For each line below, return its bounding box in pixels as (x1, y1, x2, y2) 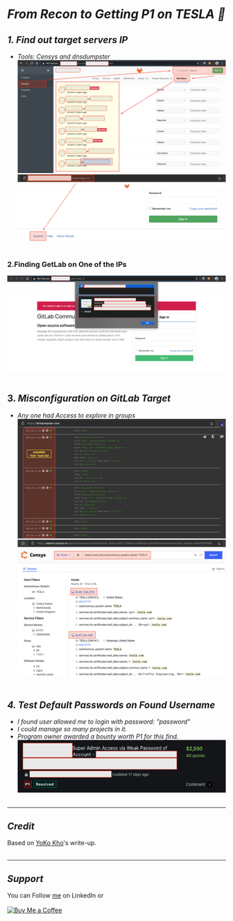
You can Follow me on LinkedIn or (7, 891, 104, 899)
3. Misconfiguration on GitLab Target (7, 393, 171, 405)
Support (7, 872, 44, 885)
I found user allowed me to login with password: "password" (17, 717, 191, 726)
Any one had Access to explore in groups (17, 411, 136, 419)
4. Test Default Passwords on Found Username (7, 699, 216, 711)
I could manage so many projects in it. (17, 725, 127, 733)
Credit (7, 820, 35, 832)
